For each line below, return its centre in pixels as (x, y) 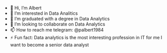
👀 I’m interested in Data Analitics (44, 13)
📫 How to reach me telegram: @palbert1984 (57, 30)
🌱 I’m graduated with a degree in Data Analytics (60, 19)
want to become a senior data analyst (49, 45)
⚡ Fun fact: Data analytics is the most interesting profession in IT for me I (86, 37)
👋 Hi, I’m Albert (26, 8)
